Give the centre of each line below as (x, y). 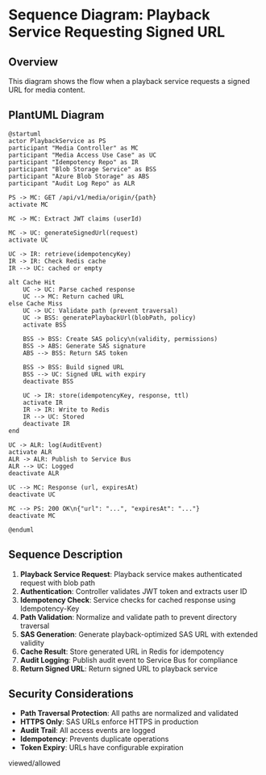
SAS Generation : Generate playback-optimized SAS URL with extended (139, 634)
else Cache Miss (35, 303)
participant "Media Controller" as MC (73, 148)
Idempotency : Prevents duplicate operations (94, 739)
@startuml (25, 134)
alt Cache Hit (32, 282)
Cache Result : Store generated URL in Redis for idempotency (122, 651)
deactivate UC (32, 495)
